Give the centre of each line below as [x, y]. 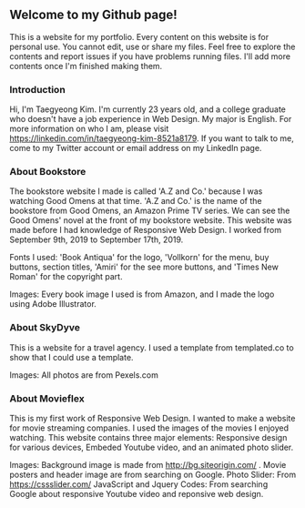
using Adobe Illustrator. [53, 304]
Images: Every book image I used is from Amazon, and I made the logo [142, 294]
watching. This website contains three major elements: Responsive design [148, 437]
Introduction [37, 89]
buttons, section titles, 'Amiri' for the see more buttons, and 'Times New [144, 267]
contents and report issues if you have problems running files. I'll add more [150, 56]
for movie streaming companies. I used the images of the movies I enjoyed [149, 428]
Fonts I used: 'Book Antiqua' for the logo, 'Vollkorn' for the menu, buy [139, 258]
